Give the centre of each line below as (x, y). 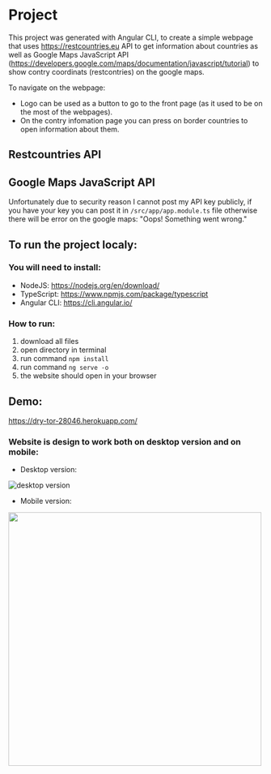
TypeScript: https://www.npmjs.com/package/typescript (114, 294)
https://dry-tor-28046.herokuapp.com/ (73, 420)
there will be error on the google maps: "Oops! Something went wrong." (128, 219)
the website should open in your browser (88, 376)
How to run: (32, 324)
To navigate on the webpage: (57, 88)
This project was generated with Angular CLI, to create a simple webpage (131, 37)
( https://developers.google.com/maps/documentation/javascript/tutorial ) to (134, 63)
